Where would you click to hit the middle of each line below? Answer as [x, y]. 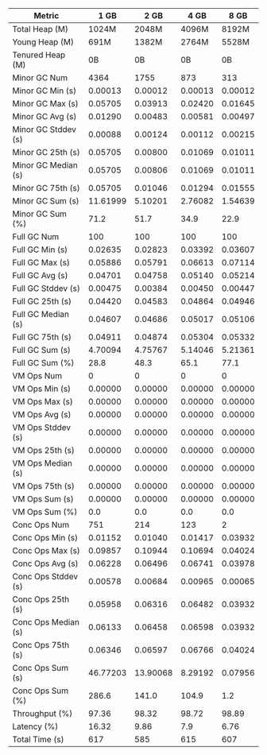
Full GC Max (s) [41, 263]
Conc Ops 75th [41, 645]
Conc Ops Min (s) [45, 538]
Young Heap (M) [43, 42]
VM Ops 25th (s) [44, 450]
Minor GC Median [45, 165]
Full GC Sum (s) [42, 350]
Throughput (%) [43, 713]
